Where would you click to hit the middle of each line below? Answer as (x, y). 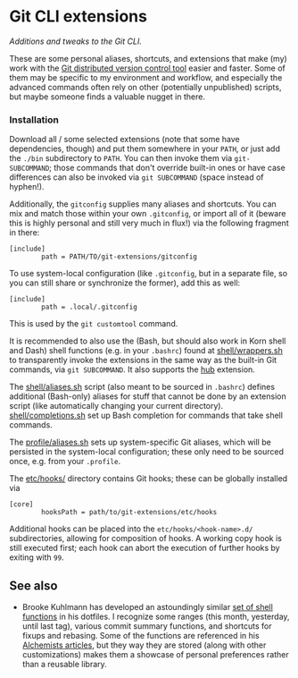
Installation (34, 120)
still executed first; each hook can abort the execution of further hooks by (145, 548)
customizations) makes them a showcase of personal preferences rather (155, 655)
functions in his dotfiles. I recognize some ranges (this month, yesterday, (156, 617)
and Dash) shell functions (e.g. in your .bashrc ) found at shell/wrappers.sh (146, 351)
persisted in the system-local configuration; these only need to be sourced (146, 452)
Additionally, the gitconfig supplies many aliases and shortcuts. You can (143, 204)
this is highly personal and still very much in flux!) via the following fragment (149, 223)
